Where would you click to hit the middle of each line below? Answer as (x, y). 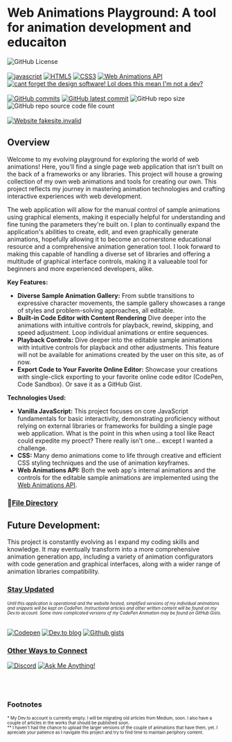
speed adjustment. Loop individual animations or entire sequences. (113, 332)
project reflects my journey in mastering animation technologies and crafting (116, 188)
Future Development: (54, 526)
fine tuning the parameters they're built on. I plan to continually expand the (114, 224)
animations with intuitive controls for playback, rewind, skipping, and (115, 325)
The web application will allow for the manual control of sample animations (114, 209)
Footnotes (25, 704)
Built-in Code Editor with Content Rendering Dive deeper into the (111, 318)
